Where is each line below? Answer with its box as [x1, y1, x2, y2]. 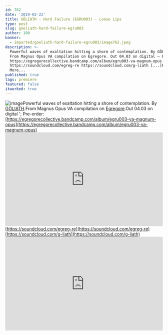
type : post [5, 21, 28, 26]
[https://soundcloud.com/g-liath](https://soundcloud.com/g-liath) [5, 231, 140, 237]
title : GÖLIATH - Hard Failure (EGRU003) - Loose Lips [5, 16, 122, 21]
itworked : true [5, 86, 37, 91]
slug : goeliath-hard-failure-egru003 [5, 26, 84, 31]
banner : [5, 35, 21, 40]
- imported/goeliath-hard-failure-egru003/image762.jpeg [9, 40, 131, 45]
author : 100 [5, 30, 30, 35]
